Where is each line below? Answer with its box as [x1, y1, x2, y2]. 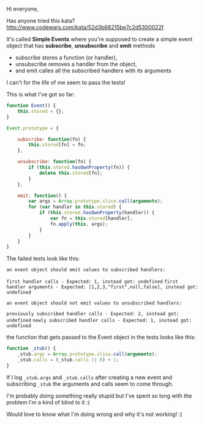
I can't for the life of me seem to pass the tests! [6, 79, 126, 86]
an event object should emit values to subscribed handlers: [6, 267, 166, 273]
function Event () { [6, 102, 56, 109]
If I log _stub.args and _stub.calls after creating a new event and [6, 374, 173, 381]
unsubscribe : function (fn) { [17, 159, 92, 165]
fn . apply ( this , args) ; [50, 221, 108, 227]
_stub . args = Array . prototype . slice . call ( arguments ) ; [17, 351, 157, 358]
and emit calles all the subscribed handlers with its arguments [15, 67, 172, 74]
